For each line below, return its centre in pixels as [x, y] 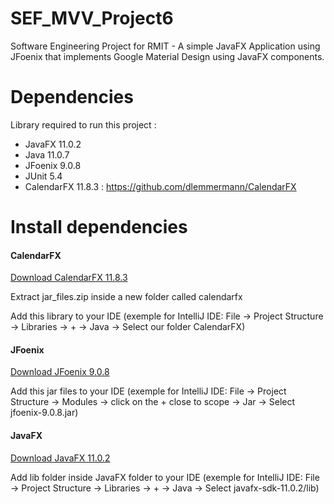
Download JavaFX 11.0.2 [60, 458]
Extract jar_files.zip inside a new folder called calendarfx [126, 297]
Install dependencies [99, 227]
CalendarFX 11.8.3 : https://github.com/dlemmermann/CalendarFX [160, 186]
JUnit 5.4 [43, 176]
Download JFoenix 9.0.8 [60, 372]
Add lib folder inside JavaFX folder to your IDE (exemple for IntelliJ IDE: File [165, 477]
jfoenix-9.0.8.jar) [44, 413]
